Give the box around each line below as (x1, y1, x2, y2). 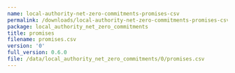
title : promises (7, 29, 55, 37)
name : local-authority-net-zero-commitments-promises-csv (7, 10, 180, 17)
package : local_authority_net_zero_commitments (7, 23, 149, 30)
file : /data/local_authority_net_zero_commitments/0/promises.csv (7, 56, 205, 63)
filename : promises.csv (7, 36, 77, 43)
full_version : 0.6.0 (7, 49, 68, 56)
